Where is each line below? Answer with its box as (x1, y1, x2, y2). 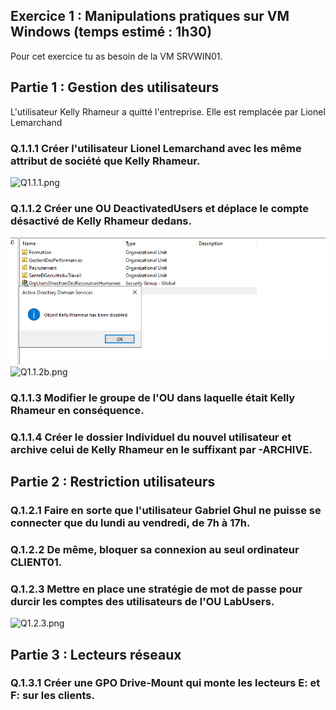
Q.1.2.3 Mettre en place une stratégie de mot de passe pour (10, 582, 303, 596)
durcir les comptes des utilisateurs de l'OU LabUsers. (10, 594, 275, 608)
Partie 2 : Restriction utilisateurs (10, 473, 216, 490)
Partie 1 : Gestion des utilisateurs (10, 79, 220, 96)
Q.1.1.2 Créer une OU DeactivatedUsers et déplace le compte (10, 201, 310, 215)
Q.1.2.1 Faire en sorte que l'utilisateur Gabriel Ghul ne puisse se (10, 503, 322, 517)
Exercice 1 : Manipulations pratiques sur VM (10, 8, 290, 25)
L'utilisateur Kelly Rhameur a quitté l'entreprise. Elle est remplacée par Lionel (10, 105, 326, 118)
